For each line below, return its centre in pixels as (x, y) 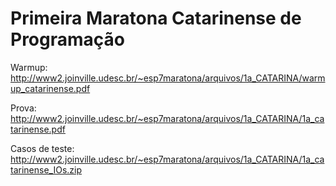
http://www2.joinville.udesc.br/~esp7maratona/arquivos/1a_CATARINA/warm (168, 78)
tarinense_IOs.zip (46, 169)
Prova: (23, 108)
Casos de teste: (42, 148)
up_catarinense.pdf (50, 88)
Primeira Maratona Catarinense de (156, 18)
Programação (67, 39)
